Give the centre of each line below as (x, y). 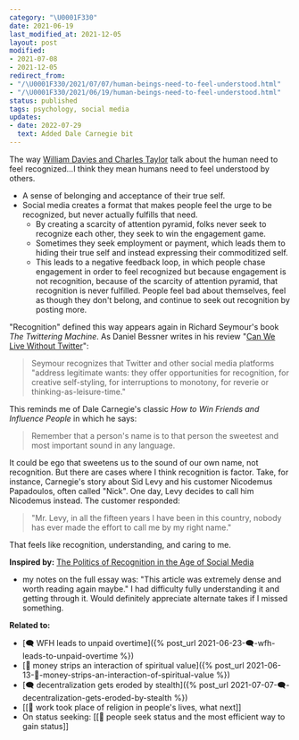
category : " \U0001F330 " (54, 17)
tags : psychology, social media (69, 109)
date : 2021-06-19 (42, 26)
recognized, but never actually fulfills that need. (110, 214)
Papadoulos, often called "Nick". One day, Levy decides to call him (132, 491)
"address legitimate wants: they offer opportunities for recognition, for (160, 373)
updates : (25, 117)
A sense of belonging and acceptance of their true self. (124, 195)
